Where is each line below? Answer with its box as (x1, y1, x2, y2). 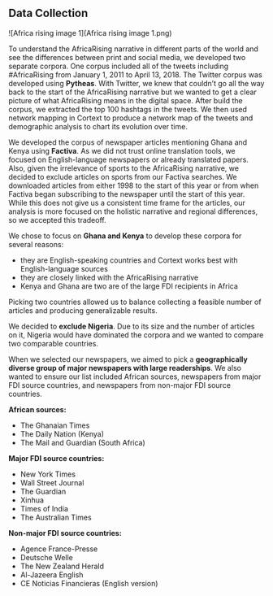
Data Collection (8, 7, 89, 20)
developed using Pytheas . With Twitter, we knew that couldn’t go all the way (8, 78, 265, 88)
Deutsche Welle (19, 552, 73, 562)
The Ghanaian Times (19, 420, 90, 430)
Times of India (19, 503, 69, 513)
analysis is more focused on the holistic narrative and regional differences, (8, 207, 258, 216)
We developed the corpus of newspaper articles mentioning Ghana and (8, 137, 248, 147)
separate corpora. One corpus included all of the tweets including (8, 61, 229, 71)
